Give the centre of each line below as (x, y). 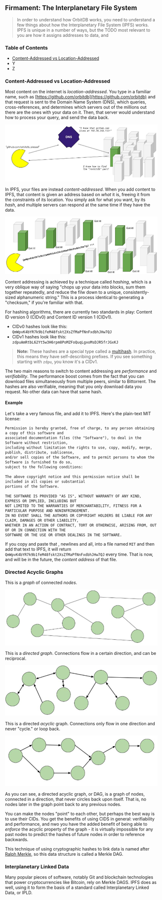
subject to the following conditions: (44, 467)
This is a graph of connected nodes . (41, 583)
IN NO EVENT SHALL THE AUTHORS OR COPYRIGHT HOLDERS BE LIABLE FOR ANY (79, 516)
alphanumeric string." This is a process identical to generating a (80, 297)
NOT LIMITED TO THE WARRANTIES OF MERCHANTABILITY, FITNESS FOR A (73, 506)
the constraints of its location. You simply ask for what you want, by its (75, 200)
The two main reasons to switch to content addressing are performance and (81, 371)
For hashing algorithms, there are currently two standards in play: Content (79, 312)
